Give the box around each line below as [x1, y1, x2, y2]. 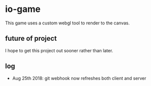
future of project [5, 34, 57, 43]
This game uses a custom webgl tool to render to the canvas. [5, 20, 130, 26]
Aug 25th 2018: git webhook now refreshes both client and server [12, 75, 147, 81]
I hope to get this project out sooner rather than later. [5, 47, 113, 53]
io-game [5, 3, 41, 15]
